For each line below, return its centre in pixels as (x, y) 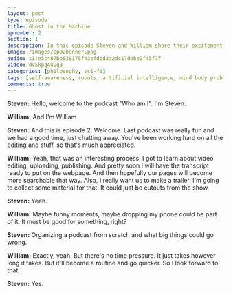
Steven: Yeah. (27, 201)
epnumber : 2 (24, 33)
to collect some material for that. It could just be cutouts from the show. (108, 188)
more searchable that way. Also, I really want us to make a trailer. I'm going (113, 181)
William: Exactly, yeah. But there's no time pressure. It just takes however (111, 256)
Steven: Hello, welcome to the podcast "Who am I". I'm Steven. (97, 103)
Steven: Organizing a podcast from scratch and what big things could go (111, 235)
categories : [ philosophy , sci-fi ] (57, 71)
